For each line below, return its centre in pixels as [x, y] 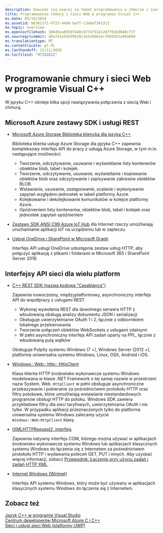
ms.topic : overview [25, 28]
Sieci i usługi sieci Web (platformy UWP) [45, 525]
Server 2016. [25, 259]
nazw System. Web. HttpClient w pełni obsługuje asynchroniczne [78, 384]
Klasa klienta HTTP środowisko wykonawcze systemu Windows [76, 373]
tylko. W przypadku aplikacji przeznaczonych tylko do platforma [76, 409]
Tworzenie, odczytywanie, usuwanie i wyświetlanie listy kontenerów [88, 163]
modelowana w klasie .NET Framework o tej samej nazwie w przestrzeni [84, 378]
